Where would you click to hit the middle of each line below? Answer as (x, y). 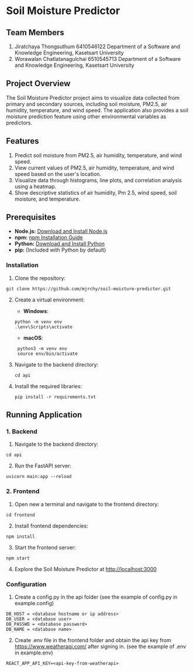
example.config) (34, 603)
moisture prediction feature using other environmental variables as (86, 116)
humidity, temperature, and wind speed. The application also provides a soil (97, 110)
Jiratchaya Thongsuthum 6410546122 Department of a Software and (97, 46)
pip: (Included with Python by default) (60, 250)
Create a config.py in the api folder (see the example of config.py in (96, 597)
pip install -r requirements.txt (55, 397)
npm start (18, 558)
